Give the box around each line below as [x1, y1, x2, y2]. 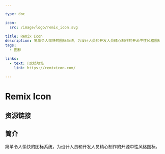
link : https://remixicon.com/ [14, 65, 76, 70]
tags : [5, 43, 16, 48]
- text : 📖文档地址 [9, 61, 44, 66]
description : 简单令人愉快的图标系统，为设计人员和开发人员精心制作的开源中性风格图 [5, 38, 158, 43]
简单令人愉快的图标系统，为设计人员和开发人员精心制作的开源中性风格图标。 [5, 143, 160, 150]
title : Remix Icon [5, 34, 43, 39]
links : [5, 56, 19, 61]
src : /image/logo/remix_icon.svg [9, 25, 78, 30]
